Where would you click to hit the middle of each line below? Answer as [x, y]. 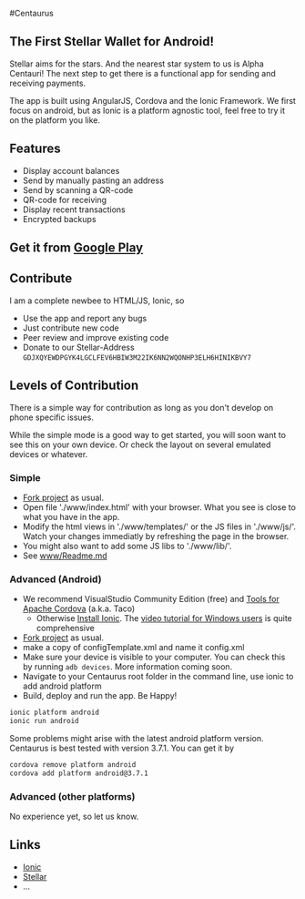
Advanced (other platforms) [72, 796]
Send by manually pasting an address [93, 180]
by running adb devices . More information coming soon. [127, 667]
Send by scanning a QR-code [78, 189]
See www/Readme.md [65, 556]
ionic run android [44, 721]
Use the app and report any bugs [85, 318]
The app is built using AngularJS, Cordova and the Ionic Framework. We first [152, 100]
